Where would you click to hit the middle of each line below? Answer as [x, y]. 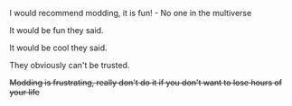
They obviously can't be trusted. [70, 65]
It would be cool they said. [58, 48]
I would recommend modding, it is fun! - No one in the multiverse [131, 13]
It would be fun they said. [57, 30]
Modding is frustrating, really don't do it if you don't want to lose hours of [146, 83]
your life [25, 92]
